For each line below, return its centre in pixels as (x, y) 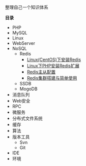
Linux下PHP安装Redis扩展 (53, 66)
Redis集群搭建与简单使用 (52, 78)
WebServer (24, 43)
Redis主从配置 (41, 72)
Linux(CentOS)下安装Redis (54, 60)
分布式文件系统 (27, 118)
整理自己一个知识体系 (27, 7)
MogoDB (29, 89)
